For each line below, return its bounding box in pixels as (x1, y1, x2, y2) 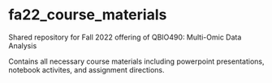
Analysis (8, 40, 37, 50)
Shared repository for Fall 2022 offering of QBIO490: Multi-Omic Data (8, 32, 242, 42)
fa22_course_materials (8, 6, 167, 24)
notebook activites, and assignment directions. (8, 64, 165, 74)
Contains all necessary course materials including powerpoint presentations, (8, 56, 266, 66)
